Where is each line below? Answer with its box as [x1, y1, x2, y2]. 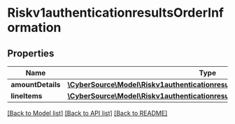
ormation [7, 20, 62, 36]
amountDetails [10, 80, 61, 89]
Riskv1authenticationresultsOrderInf [7, 5, 224, 21]
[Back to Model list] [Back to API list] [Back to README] [7, 109, 168, 117]
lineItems [10, 91, 43, 100]
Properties [7, 47, 55, 59]
